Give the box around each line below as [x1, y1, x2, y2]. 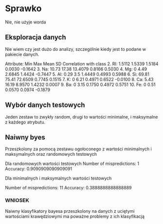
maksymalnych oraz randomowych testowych [5, 151, 97, 157]
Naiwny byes [5, 133, 45, 142]
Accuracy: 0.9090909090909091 [5, 166, 72, 172]
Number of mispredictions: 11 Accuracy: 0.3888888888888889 [5, 185, 132, 191]
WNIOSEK [5, 197, 30, 204]
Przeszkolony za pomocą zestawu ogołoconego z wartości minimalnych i [5, 146, 152, 152]
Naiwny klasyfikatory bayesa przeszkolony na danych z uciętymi [5, 208, 135, 214]
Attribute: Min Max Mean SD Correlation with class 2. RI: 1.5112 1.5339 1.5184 [5, 61, 159, 66]
